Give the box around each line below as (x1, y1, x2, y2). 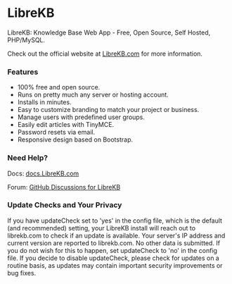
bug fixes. (7, 268, 37, 277)
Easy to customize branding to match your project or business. (17, 106, 200, 114)
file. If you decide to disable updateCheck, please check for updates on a (7, 254, 219, 262)
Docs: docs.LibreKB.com (7, 169, 79, 178)
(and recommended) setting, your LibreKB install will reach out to (7, 223, 195, 232)
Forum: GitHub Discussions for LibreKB (7, 183, 121, 191)
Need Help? (7, 153, 49, 163)
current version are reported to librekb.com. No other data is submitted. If (7, 238, 220, 247)
